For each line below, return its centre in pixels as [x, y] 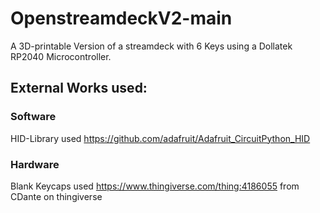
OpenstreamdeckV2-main [121, 18]
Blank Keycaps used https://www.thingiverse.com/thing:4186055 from [155, 186]
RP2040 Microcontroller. [61, 56]
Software [33, 117]
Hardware [35, 164]
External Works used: [79, 88]
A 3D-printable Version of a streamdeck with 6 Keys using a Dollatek [151, 46]
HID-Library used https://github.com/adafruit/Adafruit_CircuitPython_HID [160, 138]
